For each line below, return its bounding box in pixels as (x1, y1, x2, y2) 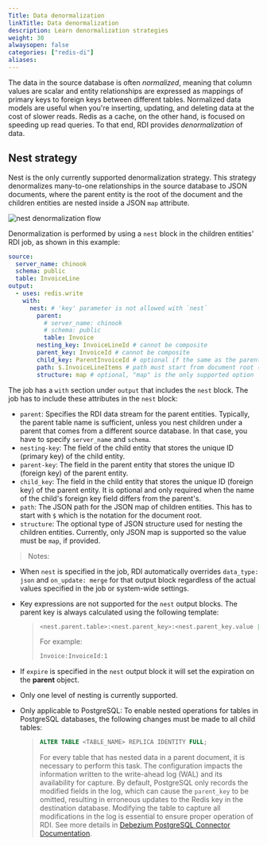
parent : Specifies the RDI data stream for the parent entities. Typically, (19, 409, 250, 418)
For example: (39, 637, 83, 646)
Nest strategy (8, 152, 78, 165)
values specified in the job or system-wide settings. (19, 583, 189, 593)
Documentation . (39, 828, 93, 839)
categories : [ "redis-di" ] (8, 48, 94, 56)
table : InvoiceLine (15, 275, 80, 283)
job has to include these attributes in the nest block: (8, 393, 178, 403)
